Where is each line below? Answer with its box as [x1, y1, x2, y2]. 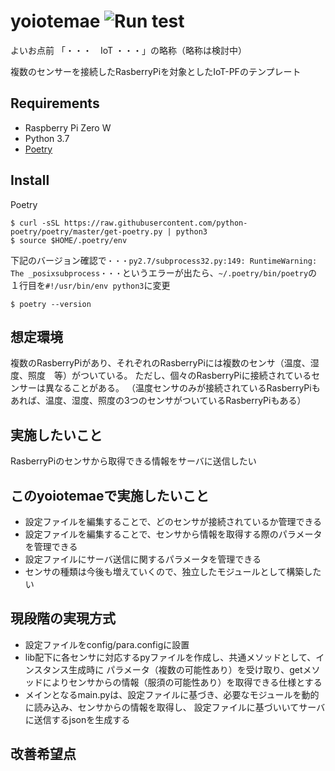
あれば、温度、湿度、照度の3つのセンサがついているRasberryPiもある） [10, 395, 307, 407]
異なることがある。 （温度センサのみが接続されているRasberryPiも [44, 382, 321, 394]
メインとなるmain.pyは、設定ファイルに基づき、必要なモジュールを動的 [24, 688, 320, 700]
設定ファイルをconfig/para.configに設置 [24, 638, 190, 650]
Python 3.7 [24, 132, 70, 144]
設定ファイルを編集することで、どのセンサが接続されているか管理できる [24, 516, 323, 527]
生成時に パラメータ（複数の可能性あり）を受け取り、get [68, 663, 303, 675]
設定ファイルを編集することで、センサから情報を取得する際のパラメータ [24, 528, 323, 540]
